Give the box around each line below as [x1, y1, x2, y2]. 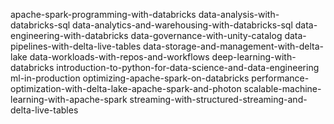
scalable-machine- [243, 83, 322, 94]
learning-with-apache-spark [10, 94, 128, 105]
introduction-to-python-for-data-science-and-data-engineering [56, 62, 320, 73]
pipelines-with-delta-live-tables [10, 40, 142, 52]
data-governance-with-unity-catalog [130, 30, 283, 41]
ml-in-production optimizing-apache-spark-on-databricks [10, 72, 250, 84]
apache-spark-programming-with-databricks [10, 9, 197, 20]
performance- [251, 72, 310, 84]
